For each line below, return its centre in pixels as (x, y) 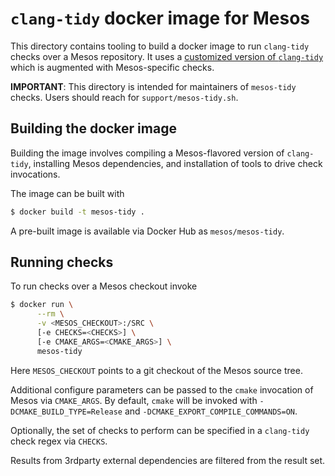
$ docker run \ (42, 305)
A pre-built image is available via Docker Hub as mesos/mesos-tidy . (147, 231)
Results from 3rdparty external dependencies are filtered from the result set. (168, 460)
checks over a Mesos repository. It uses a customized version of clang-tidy (167, 56)
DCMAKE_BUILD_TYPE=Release (66, 412)
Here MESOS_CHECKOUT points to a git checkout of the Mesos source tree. (156, 370)
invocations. (35, 174)
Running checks (62, 262)
